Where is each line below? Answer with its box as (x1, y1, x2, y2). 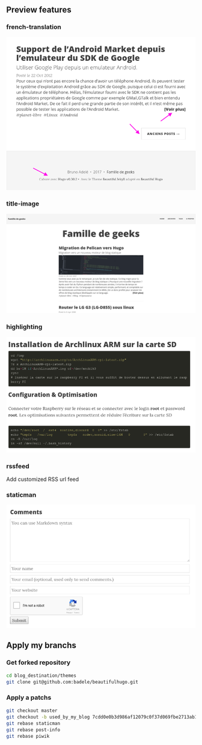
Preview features (6, 5, 72, 15)
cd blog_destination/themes (6, 673, 77, 679)
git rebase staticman (6, 720, 61, 726)
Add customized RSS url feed (6, 476, 79, 483)
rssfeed (6, 462, 29, 470)
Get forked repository (6, 658, 71, 667)
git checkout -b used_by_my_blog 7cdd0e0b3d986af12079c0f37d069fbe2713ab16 (6, 714, 200, 720)
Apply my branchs (6, 640, 77, 650)
